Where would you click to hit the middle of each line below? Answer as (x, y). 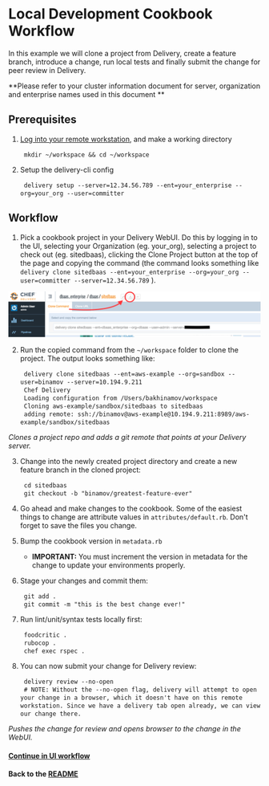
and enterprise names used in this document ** (86, 94)
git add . (40, 597)
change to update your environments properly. (108, 565)
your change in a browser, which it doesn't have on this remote (131, 698)
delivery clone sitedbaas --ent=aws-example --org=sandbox (124, 374)
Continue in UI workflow (49, 755)
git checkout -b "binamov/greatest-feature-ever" (108, 494)
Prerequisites (42, 120)
